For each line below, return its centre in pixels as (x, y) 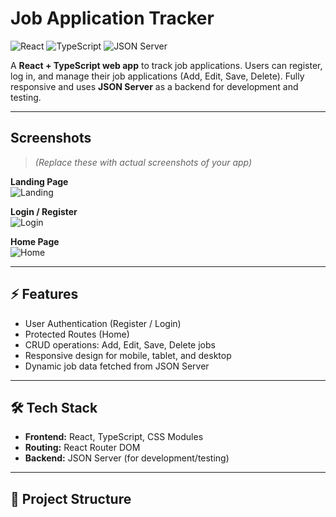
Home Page (35, 241)
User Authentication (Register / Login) (103, 323)
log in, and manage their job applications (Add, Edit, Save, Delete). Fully (157, 76)
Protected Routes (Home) (77, 334)
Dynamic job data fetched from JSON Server (117, 366)
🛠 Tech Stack (54, 407)
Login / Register (44, 211)
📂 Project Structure (71, 498)
